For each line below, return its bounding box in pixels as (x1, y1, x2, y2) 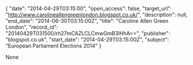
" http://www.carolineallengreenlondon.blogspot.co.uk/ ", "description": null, (5, 11, 188, 18)
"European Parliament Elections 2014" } (5, 42, 102, 49)
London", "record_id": (5, 23, 58, 30)
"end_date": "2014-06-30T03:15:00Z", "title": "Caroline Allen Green (5, 18, 169, 24)
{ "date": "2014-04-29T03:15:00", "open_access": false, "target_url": (5, 5, 172, 12)
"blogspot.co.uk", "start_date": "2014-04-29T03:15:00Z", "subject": (5, 36, 169, 43)
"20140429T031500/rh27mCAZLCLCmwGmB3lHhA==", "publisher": (5, 30, 171, 37)
